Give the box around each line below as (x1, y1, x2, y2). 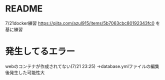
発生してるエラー (5, 46, 75, 57)
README (5, 3, 43, 14)
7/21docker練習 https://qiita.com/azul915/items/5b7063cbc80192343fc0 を (5, 20, 160, 26)
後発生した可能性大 (5, 69, 45, 75)
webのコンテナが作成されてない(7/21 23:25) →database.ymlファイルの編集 (5, 63, 159, 69)
